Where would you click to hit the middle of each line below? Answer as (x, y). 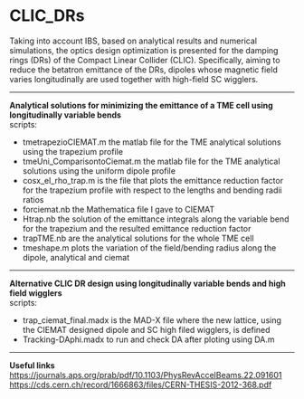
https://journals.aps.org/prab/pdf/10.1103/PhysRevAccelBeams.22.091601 (146, 375)
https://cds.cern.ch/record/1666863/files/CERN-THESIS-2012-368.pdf (141, 385)
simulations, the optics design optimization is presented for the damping (144, 50)
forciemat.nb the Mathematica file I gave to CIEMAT (119, 209)
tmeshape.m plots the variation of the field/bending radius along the (149, 247)
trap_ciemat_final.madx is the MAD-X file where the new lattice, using (152, 320)
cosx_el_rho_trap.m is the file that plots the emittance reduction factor (152, 180)
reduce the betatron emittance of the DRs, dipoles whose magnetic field (143, 70)
